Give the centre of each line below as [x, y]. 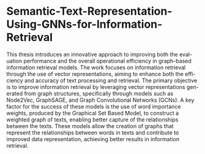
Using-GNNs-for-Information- [84, 24]
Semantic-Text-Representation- [89, 11]
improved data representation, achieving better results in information [93, 139]
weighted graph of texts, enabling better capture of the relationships [92, 119]
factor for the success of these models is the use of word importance [94, 106]
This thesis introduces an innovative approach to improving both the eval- [99, 54]
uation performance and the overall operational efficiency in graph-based [99, 61]
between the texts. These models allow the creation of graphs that [90, 126]
